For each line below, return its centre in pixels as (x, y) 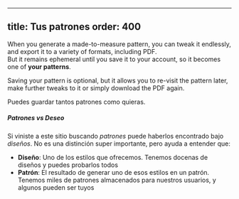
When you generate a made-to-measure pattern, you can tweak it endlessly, (119, 44)
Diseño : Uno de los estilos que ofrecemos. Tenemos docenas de (113, 157)
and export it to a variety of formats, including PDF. (82, 51)
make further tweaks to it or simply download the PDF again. (96, 88)
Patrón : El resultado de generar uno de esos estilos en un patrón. (113, 172)
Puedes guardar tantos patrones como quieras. (76, 102)
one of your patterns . (39, 66)
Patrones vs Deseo (36, 118)
